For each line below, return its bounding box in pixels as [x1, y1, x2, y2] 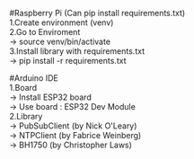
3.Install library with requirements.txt [9, 46, 145, 57]
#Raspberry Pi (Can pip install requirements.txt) [9, 8, 186, 18]
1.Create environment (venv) [9, 17, 114, 28]
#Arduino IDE [9, 73, 58, 84]
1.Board [9, 83, 38, 93]
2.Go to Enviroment [9, 27, 81, 37]
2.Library [9, 111, 43, 121]
